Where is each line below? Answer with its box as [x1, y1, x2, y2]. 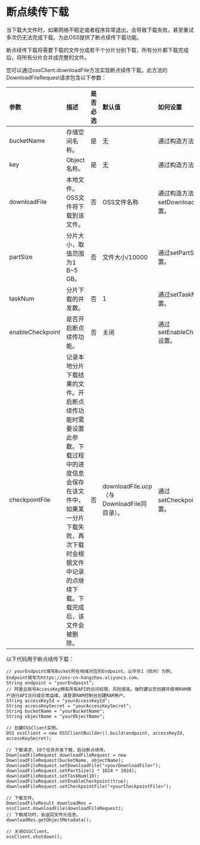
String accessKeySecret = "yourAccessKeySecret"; [6, 703, 132, 709]
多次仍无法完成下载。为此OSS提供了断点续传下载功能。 [6, 33, 142, 41]
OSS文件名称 [102, 198, 139, 206]
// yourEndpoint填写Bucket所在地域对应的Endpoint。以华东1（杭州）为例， [6, 668, 175, 674]
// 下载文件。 [6, 795, 37, 801]
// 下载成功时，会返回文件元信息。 [6, 812, 81, 818]
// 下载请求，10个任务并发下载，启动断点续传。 [6, 747, 108, 753]
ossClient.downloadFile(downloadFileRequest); [6, 805, 124, 811]
